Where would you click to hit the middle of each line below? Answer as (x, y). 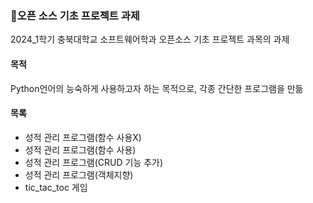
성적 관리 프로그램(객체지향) (79, 174)
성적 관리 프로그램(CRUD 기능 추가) (94, 162)
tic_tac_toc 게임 (56, 187)
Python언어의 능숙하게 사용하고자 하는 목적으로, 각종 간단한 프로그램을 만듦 (157, 88)
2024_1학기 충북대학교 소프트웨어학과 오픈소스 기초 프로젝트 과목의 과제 (150, 39)
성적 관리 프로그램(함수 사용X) (83, 137)
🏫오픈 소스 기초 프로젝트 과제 (75, 15)
